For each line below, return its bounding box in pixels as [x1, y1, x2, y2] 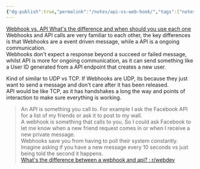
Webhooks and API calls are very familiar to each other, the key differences [6, 31, 190, 39]
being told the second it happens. [20, 150, 104, 157]
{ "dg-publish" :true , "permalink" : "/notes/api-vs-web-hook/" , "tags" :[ [6, 8, 180, 15]
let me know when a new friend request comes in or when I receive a [20, 124, 190, 131]
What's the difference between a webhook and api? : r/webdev [20, 156, 176, 163]
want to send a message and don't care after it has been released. [6, 81, 169, 88]
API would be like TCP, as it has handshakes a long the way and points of [6, 87, 186, 94]
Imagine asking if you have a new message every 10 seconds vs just [20, 143, 189, 150]
